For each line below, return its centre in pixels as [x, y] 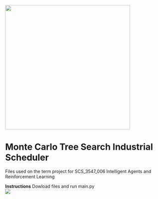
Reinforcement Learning [30, 177]
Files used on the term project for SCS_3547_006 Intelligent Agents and [78, 171]
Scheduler [27, 157]
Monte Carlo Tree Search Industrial [79, 147]
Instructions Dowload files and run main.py [50, 186]
